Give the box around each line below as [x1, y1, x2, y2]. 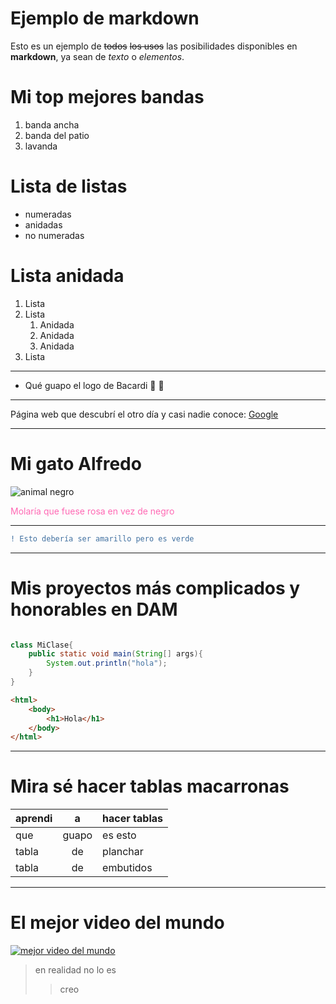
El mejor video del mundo [10, 912, 225, 934]
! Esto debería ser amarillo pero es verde [10, 533, 195, 544]
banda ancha [24, 118, 80, 131]
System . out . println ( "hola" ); [46, 658, 168, 669]
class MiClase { [10, 640, 74, 650]
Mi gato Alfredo [10, 452, 142, 475]
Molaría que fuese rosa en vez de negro [10, 505, 175, 517]
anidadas [24, 218, 63, 231]
